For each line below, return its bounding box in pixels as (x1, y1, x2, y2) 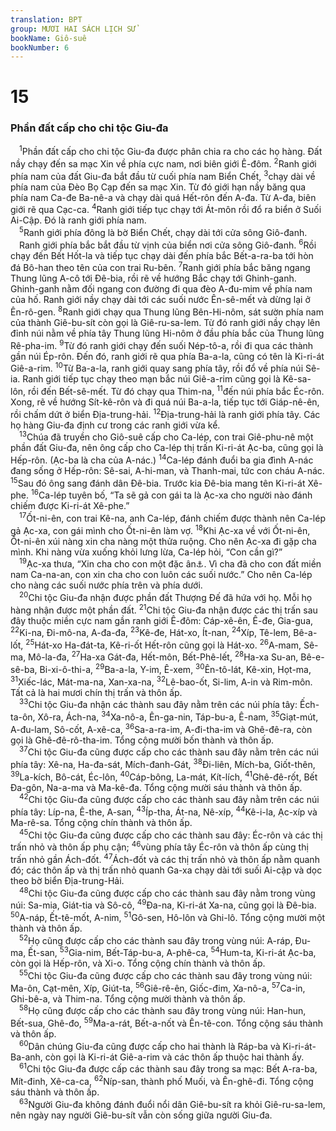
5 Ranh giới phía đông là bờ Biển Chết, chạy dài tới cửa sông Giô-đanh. (19, 225, 308, 239)
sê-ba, (10, 664, 38, 676)
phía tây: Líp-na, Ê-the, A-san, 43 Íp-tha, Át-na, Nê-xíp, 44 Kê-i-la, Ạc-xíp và (10, 804, 318, 818)
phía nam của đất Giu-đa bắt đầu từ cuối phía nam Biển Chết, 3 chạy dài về (10, 169, 316, 182)
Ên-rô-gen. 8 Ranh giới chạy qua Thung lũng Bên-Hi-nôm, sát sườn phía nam (10, 304, 324, 318)
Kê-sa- (282, 373, 312, 385)
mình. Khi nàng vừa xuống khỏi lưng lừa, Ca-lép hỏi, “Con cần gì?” (10, 546, 283, 558)
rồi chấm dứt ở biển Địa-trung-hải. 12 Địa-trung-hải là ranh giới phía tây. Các (10, 406, 321, 420)
